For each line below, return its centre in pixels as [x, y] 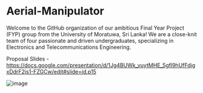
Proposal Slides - [28, 59]
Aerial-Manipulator [55, 11]
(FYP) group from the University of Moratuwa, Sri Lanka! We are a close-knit [101, 34]
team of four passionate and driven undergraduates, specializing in [90, 40]
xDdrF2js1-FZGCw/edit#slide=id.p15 [52, 71]
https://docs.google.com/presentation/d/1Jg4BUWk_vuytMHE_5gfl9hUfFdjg [101, 65]
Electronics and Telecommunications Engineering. [69, 47]
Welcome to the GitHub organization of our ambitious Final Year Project [95, 28]
